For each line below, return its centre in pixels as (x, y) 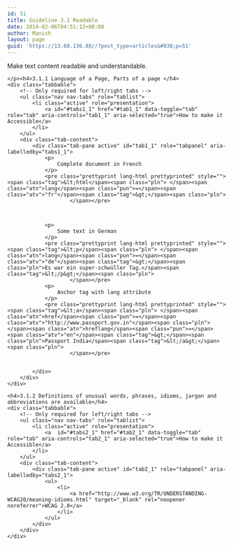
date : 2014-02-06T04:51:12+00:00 (56, 26)
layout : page (26, 40)
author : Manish (29, 33)
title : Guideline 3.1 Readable (53, 20)
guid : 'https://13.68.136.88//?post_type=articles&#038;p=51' (99, 46)
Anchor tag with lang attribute (104, 292)
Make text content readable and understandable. (77, 66)
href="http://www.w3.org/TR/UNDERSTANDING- (143, 494)
